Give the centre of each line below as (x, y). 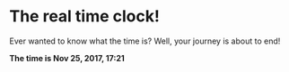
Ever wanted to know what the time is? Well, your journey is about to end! (145, 41)
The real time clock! (84, 16)
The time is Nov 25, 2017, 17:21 (67, 58)
